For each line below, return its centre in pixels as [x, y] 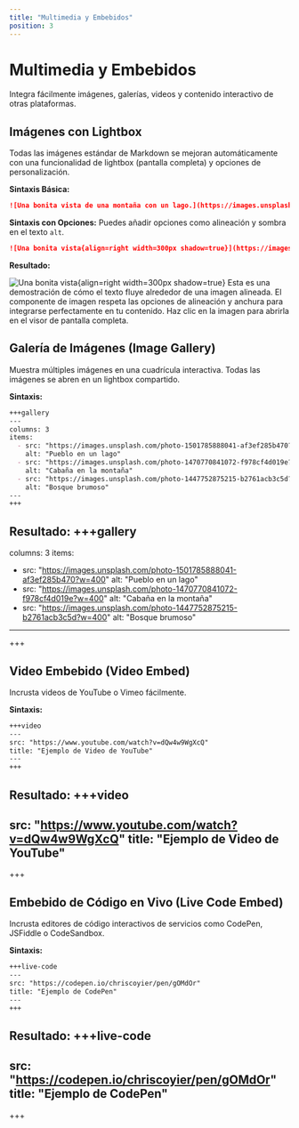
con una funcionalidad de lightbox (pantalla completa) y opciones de [135, 163]
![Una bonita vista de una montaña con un [89, 205]
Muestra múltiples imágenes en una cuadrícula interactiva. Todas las [135, 369]
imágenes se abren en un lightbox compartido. [95, 379]
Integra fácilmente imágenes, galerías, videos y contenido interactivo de [141, 94]
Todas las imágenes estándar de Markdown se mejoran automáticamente [144, 153]
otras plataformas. [43, 104]
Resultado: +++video [69, 795]
